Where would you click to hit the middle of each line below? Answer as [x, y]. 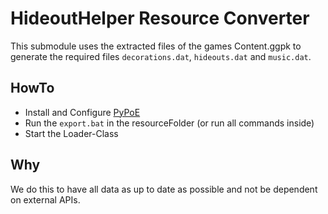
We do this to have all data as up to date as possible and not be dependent [164, 189]
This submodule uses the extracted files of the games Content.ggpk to [156, 46]
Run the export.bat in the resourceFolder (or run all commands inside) [169, 123]
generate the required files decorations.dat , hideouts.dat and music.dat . [161, 56]
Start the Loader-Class [71, 133]
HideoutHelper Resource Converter [160, 18]
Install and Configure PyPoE [82, 112]
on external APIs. [45, 199]
